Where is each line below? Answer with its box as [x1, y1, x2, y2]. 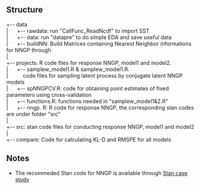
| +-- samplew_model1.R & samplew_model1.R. [6, 66, 130, 73]
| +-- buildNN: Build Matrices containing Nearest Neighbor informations [6, 40, 192, 47]
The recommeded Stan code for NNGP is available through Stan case [15, 169, 188, 176]
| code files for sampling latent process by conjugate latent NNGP [6, 72, 183, 79]
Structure [6, 5, 44, 15]
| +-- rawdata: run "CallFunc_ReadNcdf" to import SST [6, 27, 150, 34]
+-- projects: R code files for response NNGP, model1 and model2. [6, 59, 172, 66]
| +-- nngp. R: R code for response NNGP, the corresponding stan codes [6, 104, 195, 111]
